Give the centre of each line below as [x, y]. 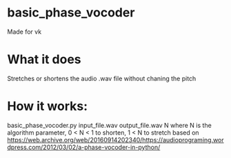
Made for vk [24, 32]
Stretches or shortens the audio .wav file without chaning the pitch [102, 78]
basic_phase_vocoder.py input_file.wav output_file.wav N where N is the [109, 125]
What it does [44, 59]
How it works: [48, 106]
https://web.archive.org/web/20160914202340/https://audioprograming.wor [115, 139]
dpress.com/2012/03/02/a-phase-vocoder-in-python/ [84, 147]
